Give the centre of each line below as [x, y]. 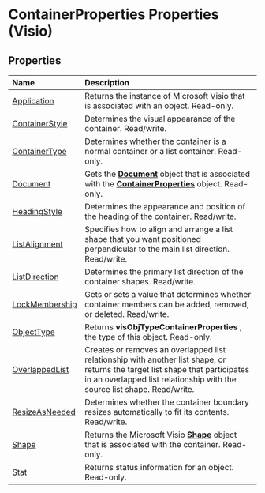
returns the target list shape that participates [167, 369]
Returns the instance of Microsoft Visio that [165, 96]
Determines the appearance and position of [165, 207]
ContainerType [39, 151]
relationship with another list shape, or [155, 359]
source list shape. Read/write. [140, 389]
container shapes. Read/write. [140, 282]
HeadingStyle [37, 211]
